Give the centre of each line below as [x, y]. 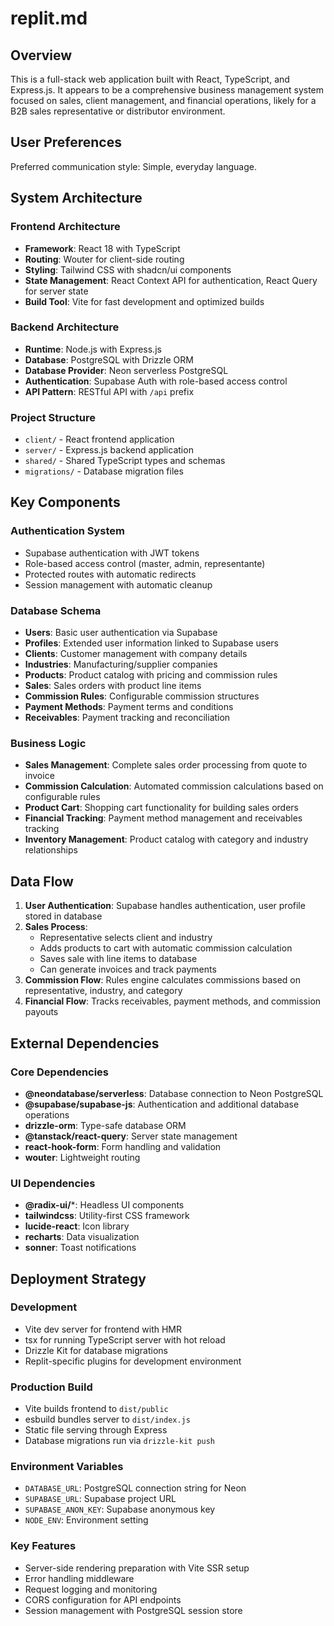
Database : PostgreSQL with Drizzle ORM [109, 359]
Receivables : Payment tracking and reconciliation [127, 718]
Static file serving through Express [96, 1430]
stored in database [63, 916]
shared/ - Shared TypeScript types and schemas [125, 461]
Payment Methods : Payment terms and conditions [129, 707]
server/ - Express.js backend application [109, 450]
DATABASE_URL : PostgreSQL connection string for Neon [135, 1488]
